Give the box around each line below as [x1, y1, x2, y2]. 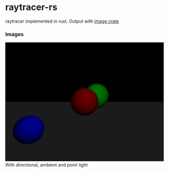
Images [5, 31, 24, 38]
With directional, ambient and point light [5, 162, 88, 168]
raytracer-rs [5, 2, 58, 13]
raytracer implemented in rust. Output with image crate [5, 18, 119, 24]
